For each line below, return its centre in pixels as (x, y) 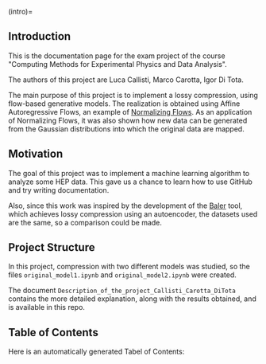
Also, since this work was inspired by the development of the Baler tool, (125, 205)
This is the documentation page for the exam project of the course (117, 56)
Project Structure (52, 247)
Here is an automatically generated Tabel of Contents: (96, 352)
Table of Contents (54, 333)
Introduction (40, 36)
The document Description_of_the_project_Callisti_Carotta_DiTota (122, 291)
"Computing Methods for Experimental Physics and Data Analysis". (118, 64)
